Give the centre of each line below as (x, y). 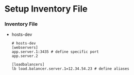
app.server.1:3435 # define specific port (55, 52)
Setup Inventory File (46, 9)
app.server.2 (25, 56)
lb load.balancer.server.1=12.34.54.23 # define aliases (70, 69)
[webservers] (25, 48)
